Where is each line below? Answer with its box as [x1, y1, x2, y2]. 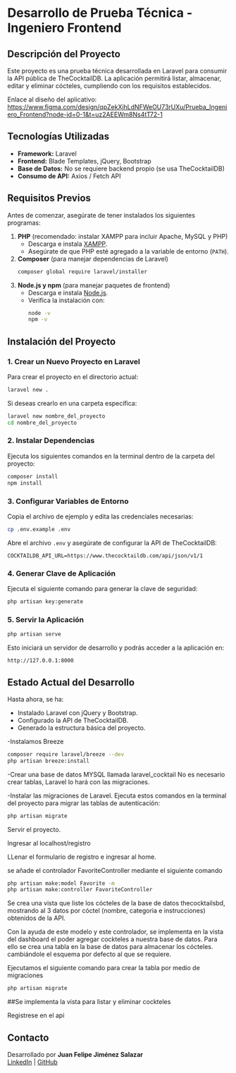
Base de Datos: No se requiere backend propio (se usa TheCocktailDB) [17, 164, 225, 173]
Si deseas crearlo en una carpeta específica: [7, 399, 137, 407]
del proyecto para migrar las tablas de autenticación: [7, 798, 161, 807]
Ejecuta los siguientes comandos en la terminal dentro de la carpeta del [7, 452, 215, 460]
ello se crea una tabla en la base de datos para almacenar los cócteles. [7, 943, 213, 951]
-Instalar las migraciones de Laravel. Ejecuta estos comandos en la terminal [7, 791, 227, 800]
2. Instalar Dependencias [7, 435, 95, 445]
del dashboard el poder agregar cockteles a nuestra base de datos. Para [7, 935, 218, 943]
